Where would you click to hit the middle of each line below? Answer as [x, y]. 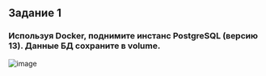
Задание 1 [35, 13]
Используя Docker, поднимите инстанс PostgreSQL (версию [133, 36]
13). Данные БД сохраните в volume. [84, 46]
